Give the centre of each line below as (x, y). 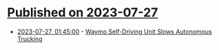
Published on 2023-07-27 (83, 13)
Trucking (30, 38)
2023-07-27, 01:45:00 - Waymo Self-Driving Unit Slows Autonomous (114, 32)
